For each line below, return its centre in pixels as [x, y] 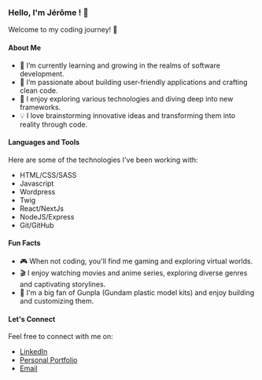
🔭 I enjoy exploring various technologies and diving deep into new [126, 98]
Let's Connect [32, 319]
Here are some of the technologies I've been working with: [103, 160]
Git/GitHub [37, 225]
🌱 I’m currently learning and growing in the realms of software [120, 65]
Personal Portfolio [48, 360]
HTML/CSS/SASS [48, 175]
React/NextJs [42, 208]
